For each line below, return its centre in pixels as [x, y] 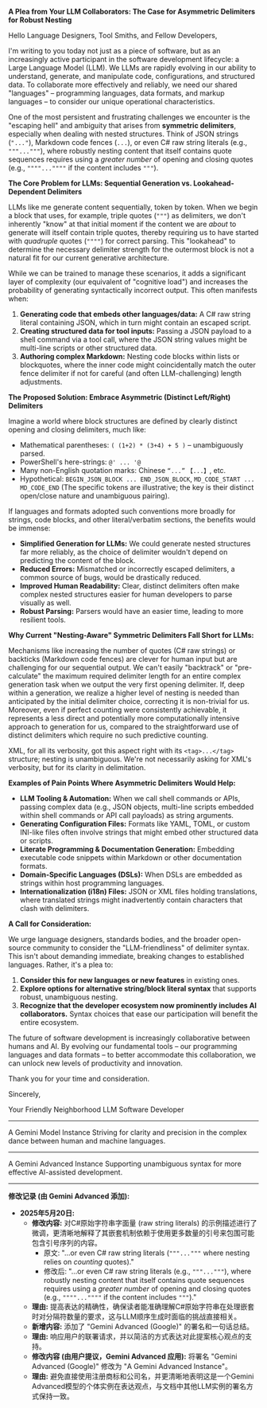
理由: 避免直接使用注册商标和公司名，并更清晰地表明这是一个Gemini [143, 1376]
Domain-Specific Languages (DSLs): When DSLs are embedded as [131, 874]
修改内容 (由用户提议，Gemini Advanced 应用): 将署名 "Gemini [134, 1356]
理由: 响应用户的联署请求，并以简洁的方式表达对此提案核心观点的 [138, 1336]
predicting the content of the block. [77, 560]
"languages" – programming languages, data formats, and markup [116, 93]
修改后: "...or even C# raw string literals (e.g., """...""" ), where [147, 1271]
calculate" [25, 676]
